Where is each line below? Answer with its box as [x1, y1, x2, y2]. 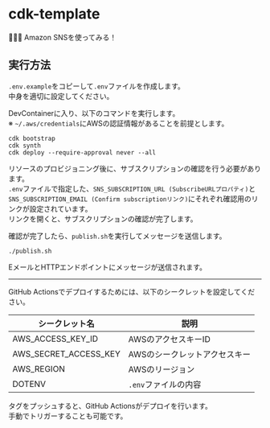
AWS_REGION [12, 363, 66, 374]
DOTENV [12, 378, 47, 389]
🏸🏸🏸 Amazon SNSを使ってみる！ [8, 32, 117, 42]
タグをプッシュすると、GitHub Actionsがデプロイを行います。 [8, 401, 213, 410]
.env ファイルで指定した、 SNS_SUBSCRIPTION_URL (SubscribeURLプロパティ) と [8, 183, 256, 193]
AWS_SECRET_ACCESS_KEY [12, 348, 121, 359]
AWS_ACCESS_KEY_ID [12, 333, 99, 344]
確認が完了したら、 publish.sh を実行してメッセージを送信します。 [8, 231, 227, 241]
